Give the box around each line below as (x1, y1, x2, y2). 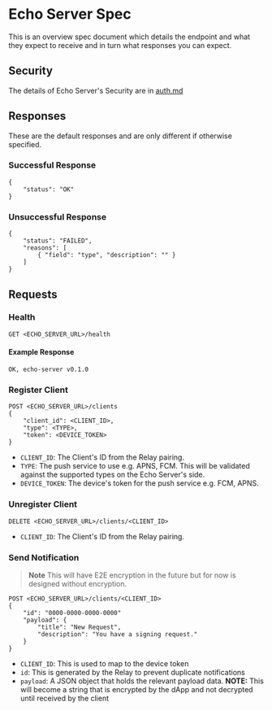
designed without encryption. (28, 578, 127, 588)
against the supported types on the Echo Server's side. (19, 469, 205, 480)
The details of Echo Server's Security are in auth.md (8, 85, 183, 95)
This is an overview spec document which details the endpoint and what (8, 32, 250, 41)
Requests (8, 287, 58, 301)
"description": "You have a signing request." (37, 630, 198, 639)
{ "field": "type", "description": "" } (37, 251, 176, 260)
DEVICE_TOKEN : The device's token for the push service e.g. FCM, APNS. (19, 478, 260, 488)
